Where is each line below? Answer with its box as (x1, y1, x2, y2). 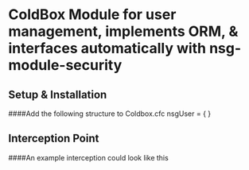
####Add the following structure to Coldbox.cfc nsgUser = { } (8, 109, 212, 118)
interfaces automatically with (8, 40, 207, 57)
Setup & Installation (8, 87, 107, 101)
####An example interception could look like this (8, 153, 169, 162)
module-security (8, 56, 123, 75)
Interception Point (8, 132, 99, 145)
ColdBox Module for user (8, 6, 177, 24)
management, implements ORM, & (8, 22, 239, 41)
